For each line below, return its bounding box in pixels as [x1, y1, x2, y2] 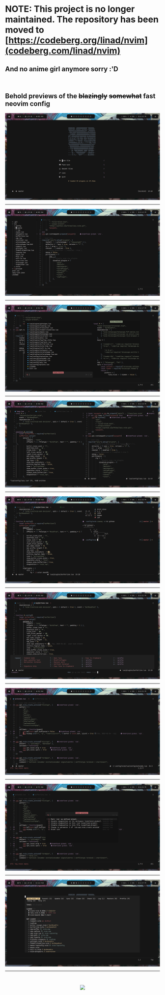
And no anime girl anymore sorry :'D [5, 65, 119, 73]
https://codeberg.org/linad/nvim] [8, 35, 148, 46]
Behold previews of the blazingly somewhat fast [5, 92, 156, 100]
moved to [5, 25, 44, 35]
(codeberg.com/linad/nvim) [5, 45, 121, 57]
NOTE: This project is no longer [5, 3, 135, 15]
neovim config [5, 100, 51, 108]
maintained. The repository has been [5, 14, 159, 25]
